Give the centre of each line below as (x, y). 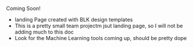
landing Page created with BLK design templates (73, 19)
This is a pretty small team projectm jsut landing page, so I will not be (99, 26)
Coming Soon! (24, 8)
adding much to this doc (44, 32)
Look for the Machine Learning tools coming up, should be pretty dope (101, 38)
